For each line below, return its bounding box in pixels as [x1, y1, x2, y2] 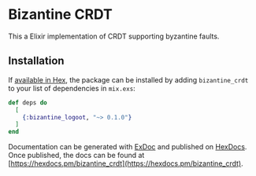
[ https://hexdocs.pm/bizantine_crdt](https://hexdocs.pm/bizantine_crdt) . [8, 159, 243, 168]
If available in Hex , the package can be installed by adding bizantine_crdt [8, 75, 249, 84]
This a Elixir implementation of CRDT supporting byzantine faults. [8, 31, 220, 41]
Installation [8, 54, 65, 68]
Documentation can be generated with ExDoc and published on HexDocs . [8, 142, 247, 152]
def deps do [8, 98, 47, 107]
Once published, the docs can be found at [8, 151, 145, 160]
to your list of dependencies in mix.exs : [8, 83, 135, 93]
